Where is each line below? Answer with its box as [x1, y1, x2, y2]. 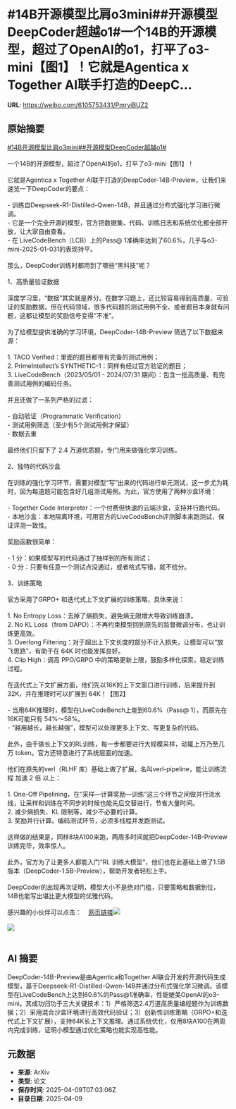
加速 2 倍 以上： [15, 773, 62, 782]
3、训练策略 [7, 579, 42, 587]
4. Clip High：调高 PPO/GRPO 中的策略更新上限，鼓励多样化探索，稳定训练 [7, 655, 225, 663]
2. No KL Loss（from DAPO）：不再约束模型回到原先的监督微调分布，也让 [7, 620, 220, 628]
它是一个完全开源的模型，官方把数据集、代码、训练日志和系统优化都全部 [11, 218, 222, 226]
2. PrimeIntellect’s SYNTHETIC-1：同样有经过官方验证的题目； [7, 361, 188, 370]
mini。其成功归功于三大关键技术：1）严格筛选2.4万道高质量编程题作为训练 [7, 999, 223, 1007]
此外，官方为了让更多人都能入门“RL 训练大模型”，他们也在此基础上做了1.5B [7, 857, 225, 866]
